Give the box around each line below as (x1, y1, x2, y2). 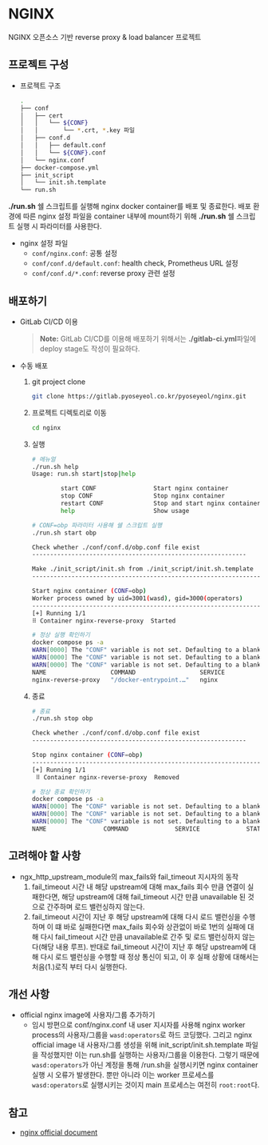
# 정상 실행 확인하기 (31, 631, 90, 639)
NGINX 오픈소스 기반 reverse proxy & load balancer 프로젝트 (8, 32, 202, 42)
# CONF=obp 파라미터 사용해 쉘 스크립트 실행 (31, 521, 163, 529)
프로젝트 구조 (19, 81, 61, 90)
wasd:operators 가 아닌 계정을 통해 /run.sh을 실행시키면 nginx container (31, 1060, 258, 1070)
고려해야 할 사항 (8, 849, 81, 863)
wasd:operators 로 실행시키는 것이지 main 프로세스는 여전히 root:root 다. (31, 1080, 260, 1090)
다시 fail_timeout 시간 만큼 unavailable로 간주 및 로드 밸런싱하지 (40, 931, 241, 941)
